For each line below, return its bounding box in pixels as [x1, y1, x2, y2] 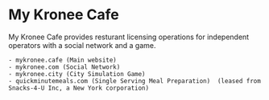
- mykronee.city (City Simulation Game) [8, 70, 147, 78]
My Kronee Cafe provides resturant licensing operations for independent [8, 32, 250, 42]
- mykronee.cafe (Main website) [8, 56, 117, 64]
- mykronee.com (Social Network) [8, 62, 121, 71]
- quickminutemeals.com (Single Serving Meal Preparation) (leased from [8, 77, 262, 85]
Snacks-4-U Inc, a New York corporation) [8, 84, 150, 92]
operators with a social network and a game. [8, 40, 156, 50]
